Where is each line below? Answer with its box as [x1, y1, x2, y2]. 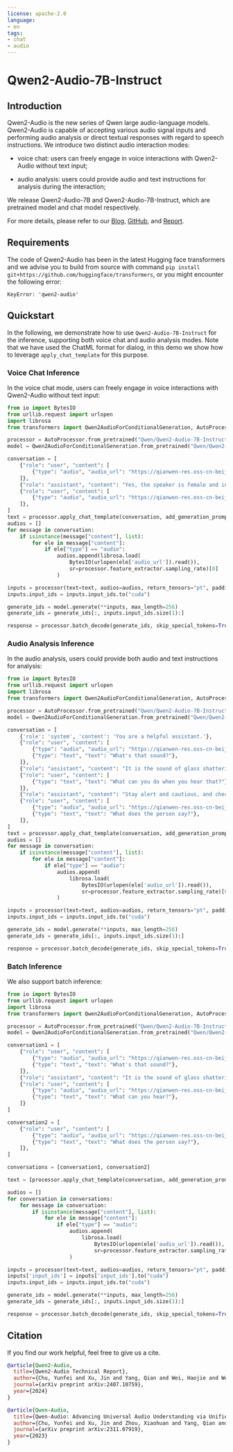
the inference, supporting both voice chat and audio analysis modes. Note [7, 335, 219, 344]
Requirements [7, 237, 69, 249]
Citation [7, 1330, 43, 1342]
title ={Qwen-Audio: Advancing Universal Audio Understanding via [13, 1413, 207, 1420]
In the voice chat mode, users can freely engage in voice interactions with [7, 383, 218, 392]
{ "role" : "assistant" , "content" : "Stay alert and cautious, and [19, 791, 213, 798]
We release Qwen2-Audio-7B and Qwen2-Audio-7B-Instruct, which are [7, 196, 210, 204]
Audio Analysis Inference [7, 639, 95, 649]
